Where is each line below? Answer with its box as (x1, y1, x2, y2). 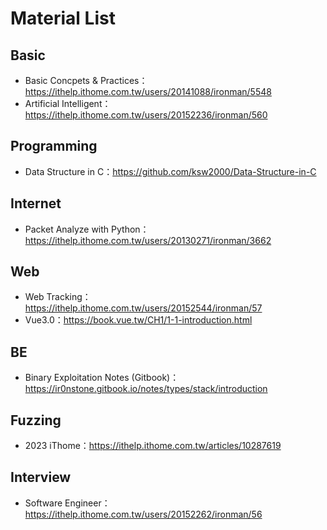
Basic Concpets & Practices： (24, 75, 148, 86)
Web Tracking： (24, 291, 92, 303)
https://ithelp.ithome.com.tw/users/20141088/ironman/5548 (24, 86, 272, 97)
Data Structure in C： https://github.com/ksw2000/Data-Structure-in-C (24, 165, 317, 177)
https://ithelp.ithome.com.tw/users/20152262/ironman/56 (24, 508, 263, 520)
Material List (10, 7, 116, 30)
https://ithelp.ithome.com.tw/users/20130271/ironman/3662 (24, 234, 272, 246)
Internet (10, 195, 62, 212)
